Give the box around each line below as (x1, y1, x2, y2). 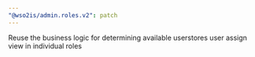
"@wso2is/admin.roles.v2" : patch (8, 11, 118, 20)
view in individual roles (8, 41, 83, 51)
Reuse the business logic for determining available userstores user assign (8, 33, 248, 42)
